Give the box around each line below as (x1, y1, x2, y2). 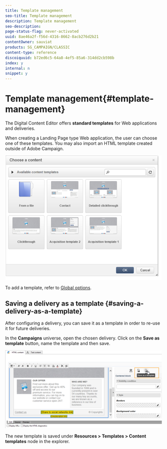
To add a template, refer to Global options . (5, 285, 92, 291)
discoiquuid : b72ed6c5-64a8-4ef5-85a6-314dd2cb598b (5, 55, 114, 60)
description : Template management (5, 18, 77, 23)
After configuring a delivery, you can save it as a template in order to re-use (5, 320, 161, 326)
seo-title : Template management (5, 13, 72, 18)
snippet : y (5, 71, 28, 76)
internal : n (5, 66, 30, 71)
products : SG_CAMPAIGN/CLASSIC (5, 45, 70, 50)
